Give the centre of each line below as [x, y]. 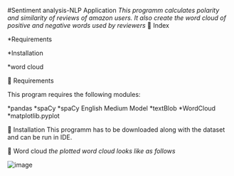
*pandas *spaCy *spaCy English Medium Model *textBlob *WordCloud [111, 108]
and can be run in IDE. [40, 137]
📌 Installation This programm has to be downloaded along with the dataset [116, 130]
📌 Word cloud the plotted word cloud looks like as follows [91, 151]
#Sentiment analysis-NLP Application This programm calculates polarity [113, 10]
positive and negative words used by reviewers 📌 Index [88, 25]
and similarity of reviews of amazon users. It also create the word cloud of [117, 18]
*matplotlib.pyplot [34, 116]
